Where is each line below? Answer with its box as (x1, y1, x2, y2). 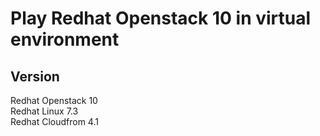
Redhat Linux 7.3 (10, 105, 79, 117)
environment (10, 28, 120, 51)
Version (10, 68, 60, 85)
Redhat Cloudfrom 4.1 (10, 116, 99, 127)
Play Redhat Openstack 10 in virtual (10, 7, 312, 30)
